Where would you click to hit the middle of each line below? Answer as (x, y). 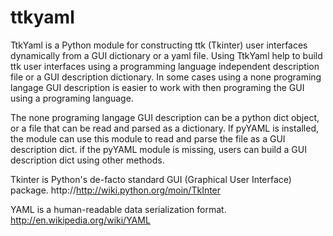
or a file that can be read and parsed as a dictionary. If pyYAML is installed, (165, 128)
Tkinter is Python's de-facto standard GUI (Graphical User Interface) (151, 179)
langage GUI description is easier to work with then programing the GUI (157, 87)
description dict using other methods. (87, 160)
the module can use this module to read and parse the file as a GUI (148, 138)
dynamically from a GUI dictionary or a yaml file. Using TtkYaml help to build (166, 55)
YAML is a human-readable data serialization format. (118, 209)
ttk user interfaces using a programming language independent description (165, 66)
